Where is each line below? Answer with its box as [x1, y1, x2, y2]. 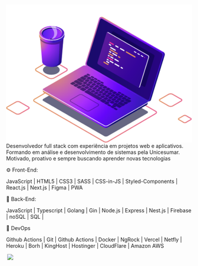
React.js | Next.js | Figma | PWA [6, 184, 83, 191]
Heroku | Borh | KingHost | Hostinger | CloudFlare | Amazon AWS [6, 242, 164, 249]
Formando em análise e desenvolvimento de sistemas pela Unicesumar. [6, 149, 180, 156]
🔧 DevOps [6, 225, 31, 232]
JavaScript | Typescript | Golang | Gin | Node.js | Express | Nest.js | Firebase [6, 207, 192, 214]
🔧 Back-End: [6, 196, 37, 203]
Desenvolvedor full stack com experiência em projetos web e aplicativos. [6, 143, 184, 150]
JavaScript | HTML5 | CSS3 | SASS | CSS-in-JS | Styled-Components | [6, 178, 178, 185]
